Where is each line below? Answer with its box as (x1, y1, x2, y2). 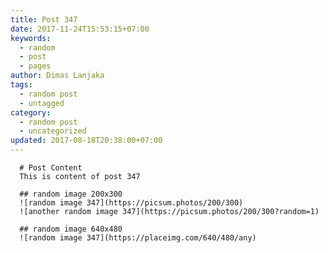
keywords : (10, 33, 52, 43)
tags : (10, 80, 33, 90)
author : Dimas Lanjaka (10, 71, 105, 81)
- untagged (19, 98, 65, 108)
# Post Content (19, 163, 83, 173)
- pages (19, 61, 52, 71)
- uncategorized (19, 126, 87, 136)
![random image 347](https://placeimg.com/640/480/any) (19, 233, 257, 243)
